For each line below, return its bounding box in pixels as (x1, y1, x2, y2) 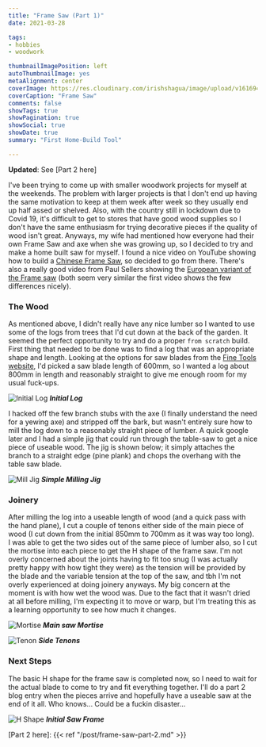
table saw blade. (8, 459, 62, 469)
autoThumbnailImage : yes (8, 70, 90, 78)
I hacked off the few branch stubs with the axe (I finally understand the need (8, 409, 257, 419)
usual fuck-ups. (8, 378, 59, 388)
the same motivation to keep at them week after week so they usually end (8, 197, 249, 206)
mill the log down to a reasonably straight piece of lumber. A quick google (8, 426, 249, 435)
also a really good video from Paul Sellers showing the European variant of (8, 264, 252, 274)
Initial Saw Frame (46, 714, 104, 724)
